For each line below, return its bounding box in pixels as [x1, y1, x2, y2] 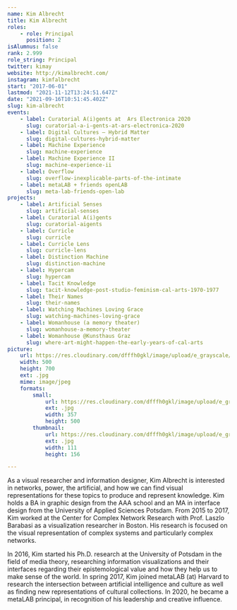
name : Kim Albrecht [7, 10, 65, 18]
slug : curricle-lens [25, 247, 87, 254]
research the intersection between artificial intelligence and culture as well [7, 580, 224, 589]
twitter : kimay [7, 63, 52, 70]
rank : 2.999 [7, 50, 42, 57]
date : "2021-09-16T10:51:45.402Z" [7, 96, 109, 103]
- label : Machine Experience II [20, 155, 115, 163]
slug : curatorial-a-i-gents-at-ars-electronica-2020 [25, 122, 185, 129]
